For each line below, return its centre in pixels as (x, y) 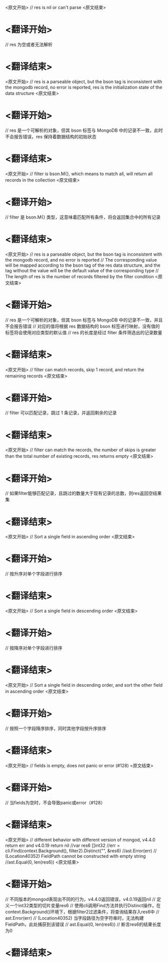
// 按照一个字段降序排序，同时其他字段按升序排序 (56, 728)
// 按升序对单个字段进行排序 (34, 574)
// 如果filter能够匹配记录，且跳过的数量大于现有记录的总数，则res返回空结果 (83, 493)
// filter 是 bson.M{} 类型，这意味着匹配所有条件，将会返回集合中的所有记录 (83, 217)
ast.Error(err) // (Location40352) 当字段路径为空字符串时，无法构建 (74, 918)
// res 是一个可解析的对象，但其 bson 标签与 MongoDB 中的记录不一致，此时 (84, 130)
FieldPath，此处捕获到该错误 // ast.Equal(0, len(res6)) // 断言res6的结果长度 (83, 924)
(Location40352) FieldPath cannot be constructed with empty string (76, 856)
